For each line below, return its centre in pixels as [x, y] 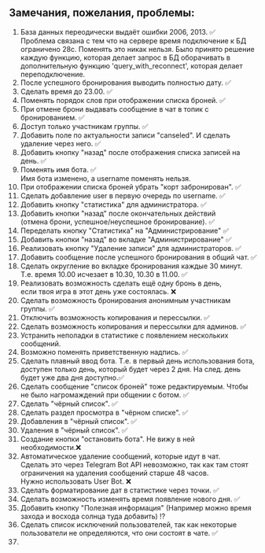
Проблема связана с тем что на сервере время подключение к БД [133, 41]
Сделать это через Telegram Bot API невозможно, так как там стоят [134, 464]
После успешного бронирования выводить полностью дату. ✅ [125, 83]
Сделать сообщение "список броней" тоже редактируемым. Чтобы [134, 386]
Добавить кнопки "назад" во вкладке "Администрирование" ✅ [126, 239]
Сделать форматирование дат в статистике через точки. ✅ [120, 490]
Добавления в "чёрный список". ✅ [78, 421]
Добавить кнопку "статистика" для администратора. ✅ [113, 205]
